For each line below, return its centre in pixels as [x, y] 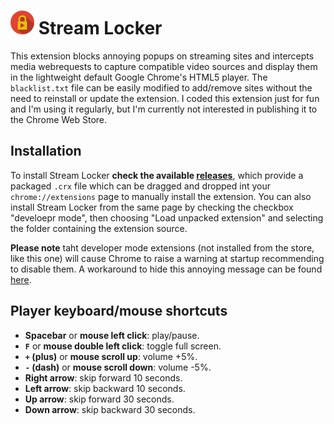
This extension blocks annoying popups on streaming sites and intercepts [162, 56]
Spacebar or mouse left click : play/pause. [112, 335]
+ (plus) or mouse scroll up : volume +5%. [111, 356]
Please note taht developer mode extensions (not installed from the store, [162, 247]
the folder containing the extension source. [99, 228]
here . [21, 279]
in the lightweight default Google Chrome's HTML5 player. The [139, 77]
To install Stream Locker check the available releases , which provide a [157, 175]
